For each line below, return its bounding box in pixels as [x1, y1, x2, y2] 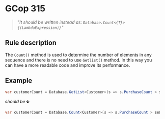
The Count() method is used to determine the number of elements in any [5, 52, 152, 58]
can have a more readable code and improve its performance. [5, 62, 130, 68]
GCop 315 [5, 3, 46, 14]
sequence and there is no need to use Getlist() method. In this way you [5, 57, 152, 63]
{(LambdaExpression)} [17, 25, 61, 30]
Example [5, 77, 32, 85]
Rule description [5, 39, 56, 47]
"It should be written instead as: [17, 19, 82, 25]
